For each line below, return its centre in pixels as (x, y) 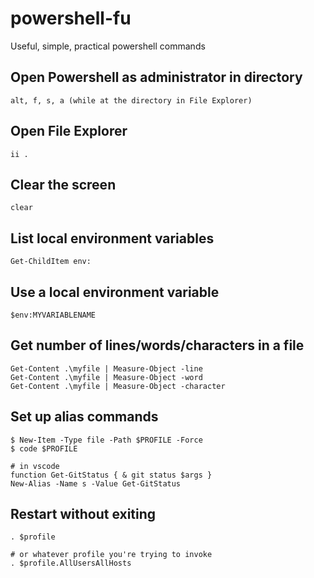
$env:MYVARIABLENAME (53, 315)
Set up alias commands (84, 417)
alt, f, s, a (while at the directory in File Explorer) (131, 100)
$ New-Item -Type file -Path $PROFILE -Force (106, 440)
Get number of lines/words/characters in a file (157, 345)
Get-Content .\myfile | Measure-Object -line (106, 368)
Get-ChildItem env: (51, 262)
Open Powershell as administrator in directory (156, 77)
